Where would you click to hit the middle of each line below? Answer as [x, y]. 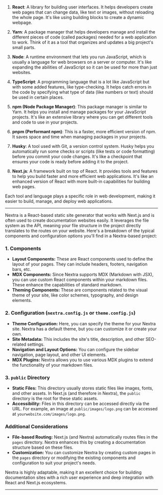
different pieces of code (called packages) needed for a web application [84, 37]
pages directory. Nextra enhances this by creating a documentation [79, 442]
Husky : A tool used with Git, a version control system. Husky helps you [83, 146]
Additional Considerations [37, 426]
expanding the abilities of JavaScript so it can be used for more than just [85, 67]
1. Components [23, 248]
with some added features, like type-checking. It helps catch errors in [82, 87]
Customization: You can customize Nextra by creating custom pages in [84, 453]
